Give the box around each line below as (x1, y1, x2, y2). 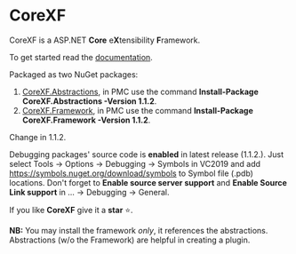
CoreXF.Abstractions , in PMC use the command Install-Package (21, 86, 260, 97)
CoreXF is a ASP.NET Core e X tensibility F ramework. (9, 35, 201, 45)
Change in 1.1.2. (9, 131, 67, 142)
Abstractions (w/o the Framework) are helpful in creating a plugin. (9, 234, 251, 245)
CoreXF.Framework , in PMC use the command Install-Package (21, 105, 253, 115)
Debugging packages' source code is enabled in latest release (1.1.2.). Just (9, 148, 284, 160)
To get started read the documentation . (9, 52, 153, 62)
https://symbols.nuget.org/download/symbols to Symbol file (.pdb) (9, 168, 253, 179)
